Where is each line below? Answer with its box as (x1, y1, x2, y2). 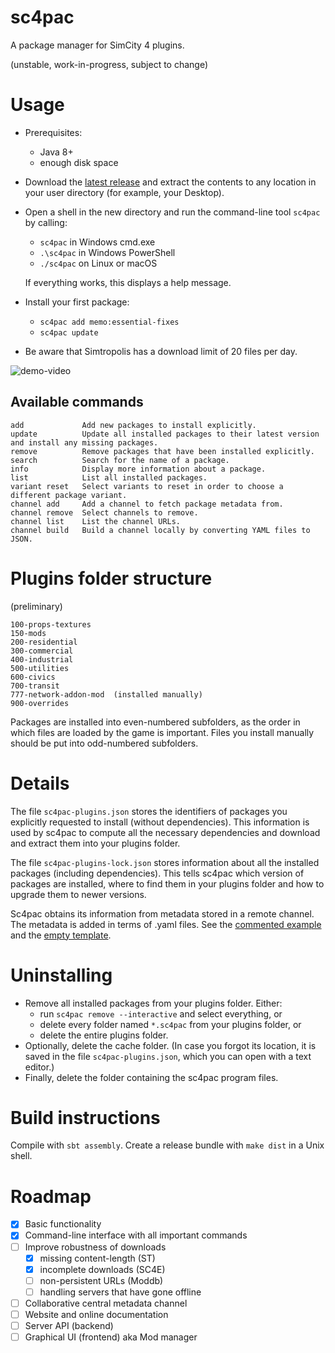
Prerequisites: (24, 126, 83, 138)
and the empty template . (10, 929, 112, 941)
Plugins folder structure (10, 567, 213, 590)
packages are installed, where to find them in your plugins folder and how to (10, 877, 325, 890)
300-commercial (10, 646, 74, 656)
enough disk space (39, 156, 119, 168)
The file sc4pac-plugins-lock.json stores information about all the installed (10, 856, 320, 868)
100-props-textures (10, 619, 92, 630)
